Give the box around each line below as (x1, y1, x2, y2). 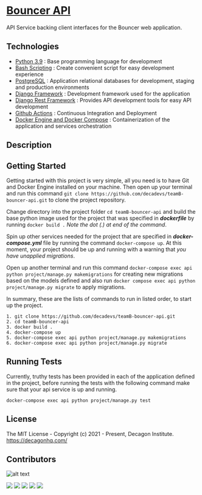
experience (15, 71, 44, 78)
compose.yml (6, 239, 42, 247)
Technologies (6, 41, 60, 52)
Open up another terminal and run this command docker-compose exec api (6, 264, 193, 271)
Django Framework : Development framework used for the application (15, 90, 190, 97)
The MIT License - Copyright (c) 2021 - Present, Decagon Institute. (6, 430, 174, 437)
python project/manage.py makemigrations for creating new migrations (6, 270, 184, 278)
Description (6, 140, 52, 150)
